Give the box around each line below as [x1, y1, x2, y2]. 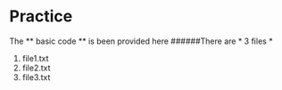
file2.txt [21, 62, 51, 73]
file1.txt [21, 53, 49, 63]
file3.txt [21, 71, 51, 82]
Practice [9, 6, 73, 27]
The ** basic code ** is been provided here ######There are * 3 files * [9, 36, 274, 46]
